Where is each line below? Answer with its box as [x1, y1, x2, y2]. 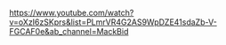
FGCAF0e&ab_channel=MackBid [9, 26, 129, 36]
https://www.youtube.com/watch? [9, 8, 134, 18]
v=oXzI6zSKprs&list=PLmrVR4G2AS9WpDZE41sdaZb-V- [9, 17, 218, 27]
